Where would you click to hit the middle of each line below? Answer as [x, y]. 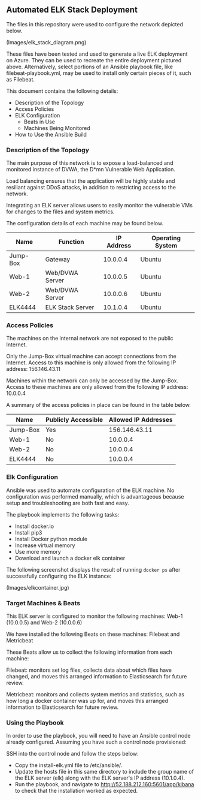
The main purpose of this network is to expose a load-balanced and [90, 163]
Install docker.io [34, 526]
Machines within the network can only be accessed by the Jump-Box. [92, 381]
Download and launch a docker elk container [70, 558]
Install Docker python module [51, 539]
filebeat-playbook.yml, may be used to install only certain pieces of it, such [99, 73]
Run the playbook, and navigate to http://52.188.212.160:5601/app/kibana [104, 784]
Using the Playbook [35, 723]
